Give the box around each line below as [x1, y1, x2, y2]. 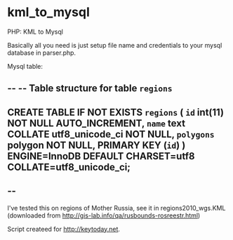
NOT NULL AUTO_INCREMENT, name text [7, 117, 186, 129]
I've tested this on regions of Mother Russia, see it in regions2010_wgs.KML [7, 204, 226, 212]
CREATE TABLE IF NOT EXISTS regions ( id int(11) [7, 106, 225, 118]
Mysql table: [7, 62, 44, 70]
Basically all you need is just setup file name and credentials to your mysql [7, 41, 222, 49]
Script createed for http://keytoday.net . [7, 225, 121, 233]
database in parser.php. [7, 48, 76, 57]
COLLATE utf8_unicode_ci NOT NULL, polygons [7, 128, 215, 140]
